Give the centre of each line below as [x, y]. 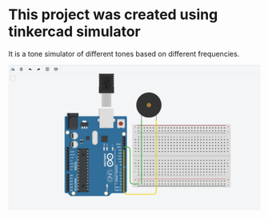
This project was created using [113, 15]
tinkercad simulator [75, 32]
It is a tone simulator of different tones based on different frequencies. [124, 54]
